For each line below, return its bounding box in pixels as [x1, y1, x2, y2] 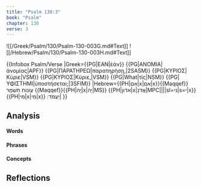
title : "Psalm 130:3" [6, 8, 61, 15]
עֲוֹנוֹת [21, 86, 34, 94]
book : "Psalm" [6, 15, 42, 21]
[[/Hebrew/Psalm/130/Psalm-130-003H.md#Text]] [6, 49, 131, 56]
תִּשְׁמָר [6, 86, 21, 94]
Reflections [6, 172, 51, 183]
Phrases [6, 141, 28, 149]
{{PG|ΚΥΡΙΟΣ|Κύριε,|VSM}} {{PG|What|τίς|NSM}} [40, 73, 165, 81]
